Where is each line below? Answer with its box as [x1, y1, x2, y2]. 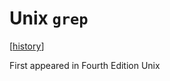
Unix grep [9, 7, 89, 30]
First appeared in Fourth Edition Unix [9, 59, 161, 71]
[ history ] [9, 40, 45, 52]
